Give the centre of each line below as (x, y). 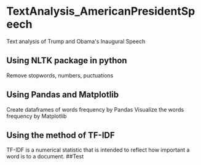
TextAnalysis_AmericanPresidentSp (101, 11)
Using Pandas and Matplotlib (63, 95)
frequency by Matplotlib (37, 116)
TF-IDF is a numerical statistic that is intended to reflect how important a (98, 150)
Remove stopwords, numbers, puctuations (60, 75)
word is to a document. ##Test (45, 156)
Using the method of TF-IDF (61, 135)
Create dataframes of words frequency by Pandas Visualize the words (95, 109)
